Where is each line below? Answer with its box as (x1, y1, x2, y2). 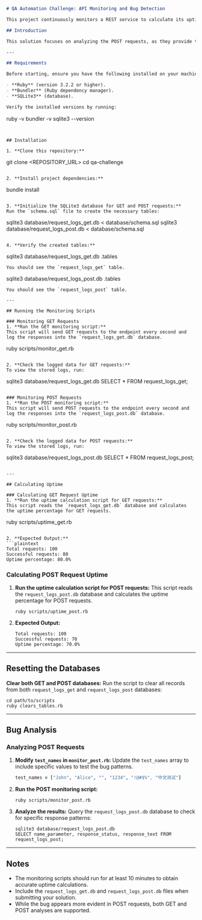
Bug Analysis (6, 725, 57, 735)
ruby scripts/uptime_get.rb (6, 518, 72, 525)
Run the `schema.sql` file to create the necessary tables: (6, 208, 161, 214)
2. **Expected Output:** (6, 535, 69, 541)
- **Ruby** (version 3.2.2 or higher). (6, 82, 106, 88)
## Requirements (6, 60, 47, 66)
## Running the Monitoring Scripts (6, 308, 96, 314)
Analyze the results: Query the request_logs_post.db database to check (14, 808, 195, 815)
